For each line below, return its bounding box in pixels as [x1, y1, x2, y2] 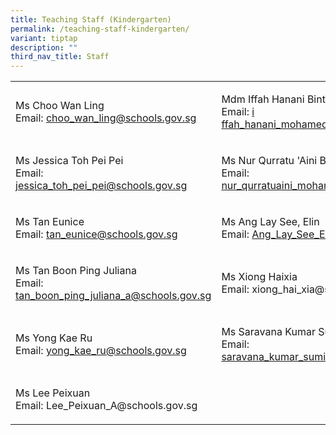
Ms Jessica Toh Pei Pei [15, 154, 124, 168]
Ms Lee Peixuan [15, 386, 91, 400]
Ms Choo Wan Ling [15, 99, 105, 113]
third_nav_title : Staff [10, 52, 110, 62]
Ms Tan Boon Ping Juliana [15, 264, 137, 278]
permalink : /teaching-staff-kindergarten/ [10, 24, 190, 34]
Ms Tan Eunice [15, 215, 85, 229]
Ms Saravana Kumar [221, 325, 316, 339]
